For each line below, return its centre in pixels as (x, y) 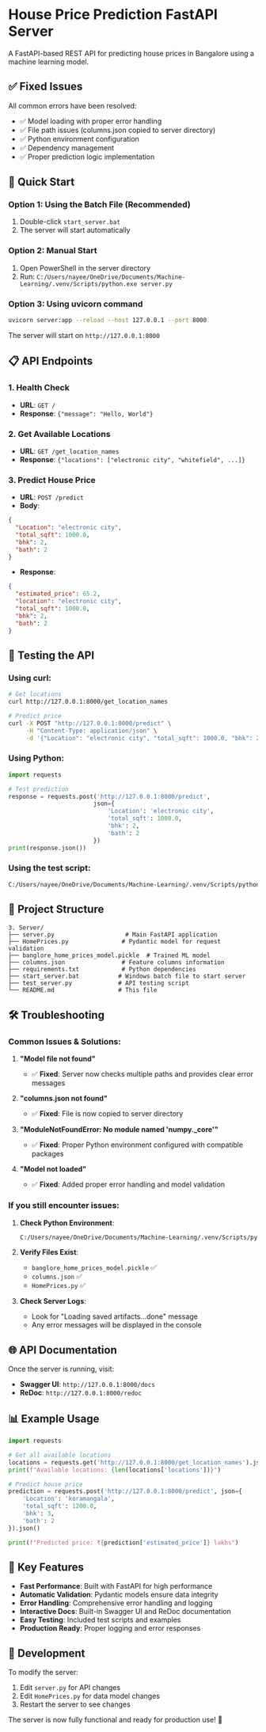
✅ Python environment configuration (80, 139)
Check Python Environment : (67, 1223)
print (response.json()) (47, 848)
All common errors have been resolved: (72, 105)
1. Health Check (39, 388)
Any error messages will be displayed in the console (116, 1325)
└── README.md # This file (83, 990)
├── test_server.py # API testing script (99, 983)
